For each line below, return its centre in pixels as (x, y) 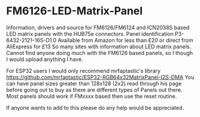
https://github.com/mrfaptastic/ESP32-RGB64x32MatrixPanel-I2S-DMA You (100, 77)
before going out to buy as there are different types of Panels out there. (94, 90)
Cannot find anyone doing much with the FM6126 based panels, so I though (100, 53)
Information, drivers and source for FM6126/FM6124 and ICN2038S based (98, 27)
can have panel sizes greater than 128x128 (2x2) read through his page (94, 83)
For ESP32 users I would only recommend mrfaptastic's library (83, 70)
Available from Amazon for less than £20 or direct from (125, 40)
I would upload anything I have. (45, 59)
